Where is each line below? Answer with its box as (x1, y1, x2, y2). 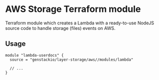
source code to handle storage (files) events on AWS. (5, 25, 116, 31)
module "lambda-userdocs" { (5, 53, 64, 58)
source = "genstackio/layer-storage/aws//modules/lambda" (10, 57, 134, 62)
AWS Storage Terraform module (5, 3, 141, 15)
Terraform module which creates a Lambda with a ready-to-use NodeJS (5, 20, 154, 26)
